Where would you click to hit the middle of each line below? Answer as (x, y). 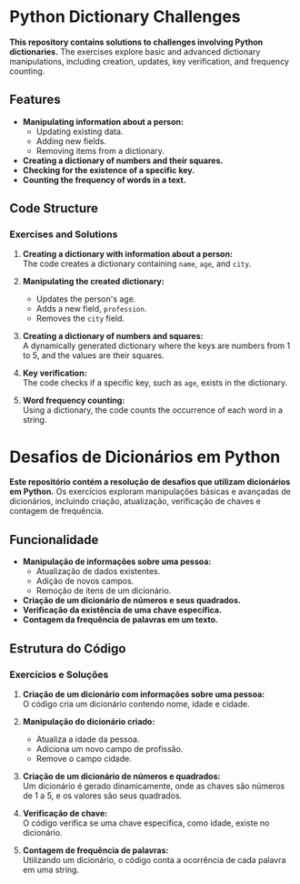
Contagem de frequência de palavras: (95, 850)
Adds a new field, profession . (91, 309)
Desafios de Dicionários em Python (145, 457)
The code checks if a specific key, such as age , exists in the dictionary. (155, 383)
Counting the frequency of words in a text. (104, 180)
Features (35, 100)
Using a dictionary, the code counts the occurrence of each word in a (153, 410)
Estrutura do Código (68, 648)
